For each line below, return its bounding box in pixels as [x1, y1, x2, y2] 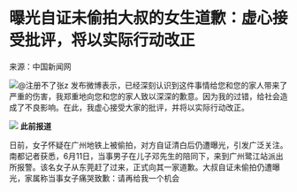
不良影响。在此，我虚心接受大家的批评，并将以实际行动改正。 [24, 102, 249, 112]
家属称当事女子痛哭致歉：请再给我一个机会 [24, 173, 179, 183]
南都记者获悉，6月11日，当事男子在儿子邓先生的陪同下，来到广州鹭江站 [9, 150, 269, 161]
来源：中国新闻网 [9, 61, 72, 72]
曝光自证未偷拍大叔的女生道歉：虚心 [9, 8, 273, 28]
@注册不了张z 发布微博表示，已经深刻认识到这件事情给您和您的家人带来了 [18, 80, 288, 90]
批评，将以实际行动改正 [25, 30, 196, 50]
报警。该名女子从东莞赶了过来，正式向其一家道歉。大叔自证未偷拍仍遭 [16, 161, 272, 173]
